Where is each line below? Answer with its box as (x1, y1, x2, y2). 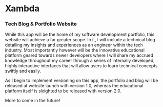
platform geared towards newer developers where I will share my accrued (5, 53, 154, 58)
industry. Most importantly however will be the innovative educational (5, 47, 145, 53)
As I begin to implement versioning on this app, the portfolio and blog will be (5, 78, 158, 83)
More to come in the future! (5, 98, 60, 104)
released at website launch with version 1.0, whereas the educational (5, 83, 143, 89)
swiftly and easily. (5, 68, 41, 74)
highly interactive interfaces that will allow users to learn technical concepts (5, 63, 158, 69)
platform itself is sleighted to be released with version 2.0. (5, 88, 122, 94)
